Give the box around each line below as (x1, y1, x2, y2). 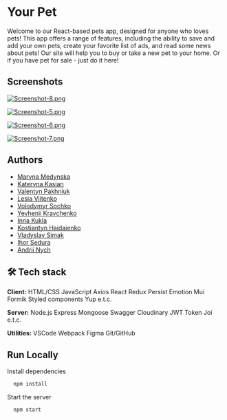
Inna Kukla (17, 216, 47, 224)
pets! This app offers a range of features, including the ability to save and (7, 34, 215, 42)
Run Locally (7, 349, 58, 361)
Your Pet (7, 4, 57, 20)
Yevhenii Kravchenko (17, 209, 77, 217)
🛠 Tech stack (7, 266, 67, 278)
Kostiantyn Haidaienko (17, 223, 81, 232)
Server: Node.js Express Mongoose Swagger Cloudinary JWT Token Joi (7, 309, 213, 317)
